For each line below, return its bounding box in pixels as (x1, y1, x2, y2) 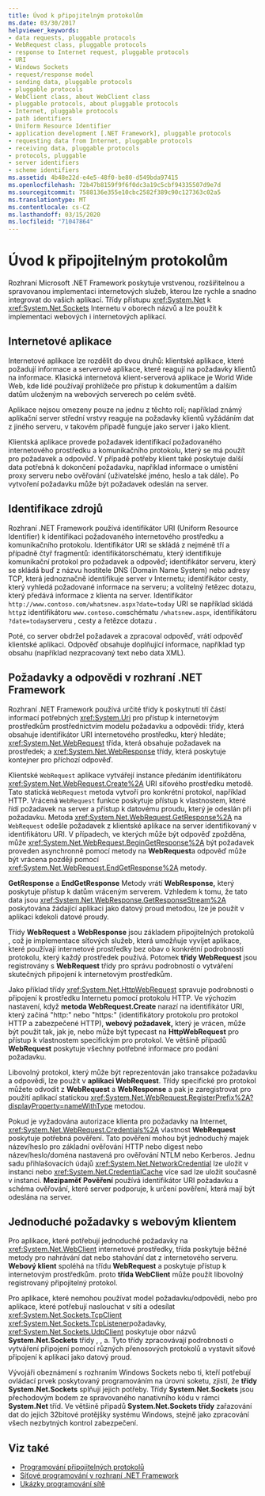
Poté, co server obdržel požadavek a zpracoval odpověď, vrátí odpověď (8, 631, 243, 640)
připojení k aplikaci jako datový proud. (8, 1353, 132, 1362)
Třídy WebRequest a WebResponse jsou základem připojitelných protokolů (8, 927, 255, 937)
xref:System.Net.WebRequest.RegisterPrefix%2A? (90, 1093, 254, 1102)
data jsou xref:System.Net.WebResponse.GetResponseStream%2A (8, 895, 227, 904)
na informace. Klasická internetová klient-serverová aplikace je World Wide (8, 372, 253, 382)
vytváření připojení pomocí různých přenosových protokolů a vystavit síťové (8, 1344, 256, 1353)
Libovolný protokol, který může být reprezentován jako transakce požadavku (8, 1067, 258, 1077)
